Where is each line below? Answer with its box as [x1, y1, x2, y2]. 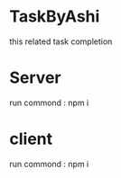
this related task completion [9, 36, 113, 47]
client [9, 129, 53, 149]
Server [9, 67, 61, 88]
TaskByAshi [9, 6, 100, 27]
